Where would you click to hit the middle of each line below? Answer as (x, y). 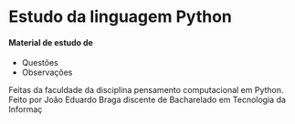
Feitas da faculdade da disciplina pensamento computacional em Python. (146, 90)
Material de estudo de (51, 42)
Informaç (26, 109)
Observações (47, 72)
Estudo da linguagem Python (120, 17)
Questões (40, 63)
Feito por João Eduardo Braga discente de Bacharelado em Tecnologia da (147, 100)
